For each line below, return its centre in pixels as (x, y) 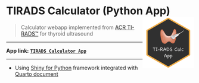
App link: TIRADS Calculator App (46, 50)
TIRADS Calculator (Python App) (88, 11)
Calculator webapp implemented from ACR (73, 27)
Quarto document (36, 74)
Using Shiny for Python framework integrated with (76, 68)
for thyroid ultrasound (66, 33)
